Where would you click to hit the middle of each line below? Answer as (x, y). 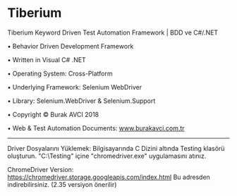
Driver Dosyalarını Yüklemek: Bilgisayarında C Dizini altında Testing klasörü (116, 148)
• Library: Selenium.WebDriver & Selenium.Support (81, 101)
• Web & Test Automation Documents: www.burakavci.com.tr (96, 128)
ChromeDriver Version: (41, 169)
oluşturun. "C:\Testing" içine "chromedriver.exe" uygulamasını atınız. (107, 156)
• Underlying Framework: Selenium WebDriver (75, 87)
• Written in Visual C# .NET (47, 60)
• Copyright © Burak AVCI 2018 (53, 114)
